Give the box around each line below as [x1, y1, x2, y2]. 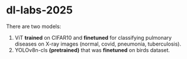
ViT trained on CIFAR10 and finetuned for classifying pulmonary [14, 34, 172, 41]
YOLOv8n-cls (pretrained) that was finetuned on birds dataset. [14, 46, 170, 53]
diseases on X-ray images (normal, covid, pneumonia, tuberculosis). [14, 40, 182, 47]
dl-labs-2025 [6, 4, 73, 17]
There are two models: [6, 23, 62, 30]
